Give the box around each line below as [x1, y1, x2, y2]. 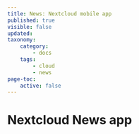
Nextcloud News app [7, 112, 133, 128]
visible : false [7, 23, 52, 30]
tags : [20, 56, 37, 63]
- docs [32, 50, 52, 57]
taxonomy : [7, 36, 37, 43]
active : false [20, 82, 61, 89]
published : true [7, 17, 55, 24]
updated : [7, 29, 33, 37]
